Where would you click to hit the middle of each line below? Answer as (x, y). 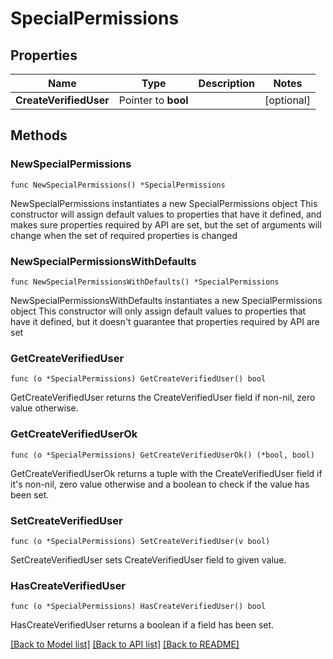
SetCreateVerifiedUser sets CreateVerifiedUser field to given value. (148, 559)
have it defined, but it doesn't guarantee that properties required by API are (165, 321)
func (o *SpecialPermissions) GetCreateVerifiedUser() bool (138, 379)
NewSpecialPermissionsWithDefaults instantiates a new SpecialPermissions (166, 300)
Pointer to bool (153, 100)
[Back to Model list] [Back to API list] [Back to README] (125, 644)
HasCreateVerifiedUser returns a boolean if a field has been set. (142, 625)
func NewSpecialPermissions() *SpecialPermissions (118, 185)
